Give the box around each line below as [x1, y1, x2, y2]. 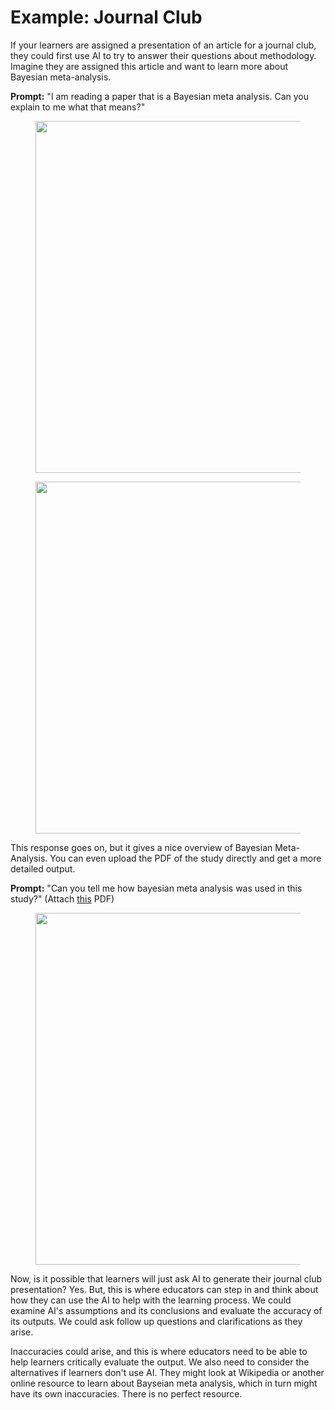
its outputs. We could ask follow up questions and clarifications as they [10, 1315, 303, 1327]
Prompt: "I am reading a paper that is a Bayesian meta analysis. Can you [10, 90, 309, 102]
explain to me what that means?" [10, 101, 146, 113]
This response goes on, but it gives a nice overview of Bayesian [10, 841, 273, 853]
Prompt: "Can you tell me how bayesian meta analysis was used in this [10, 882, 303, 894]
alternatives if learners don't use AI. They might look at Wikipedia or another [10, 1366, 325, 1378]
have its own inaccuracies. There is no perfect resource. [10, 1387, 243, 1400]
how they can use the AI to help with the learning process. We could [10, 1294, 292, 1306]
